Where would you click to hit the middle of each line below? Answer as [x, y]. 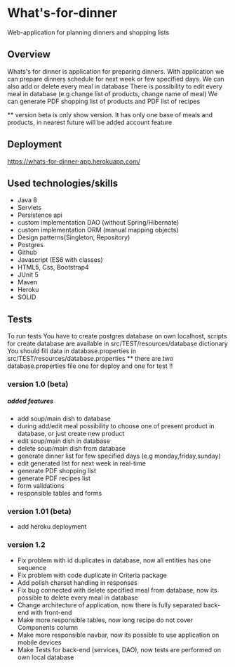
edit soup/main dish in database [64, 441]
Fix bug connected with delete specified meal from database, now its [117, 590]
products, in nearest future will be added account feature [90, 122]
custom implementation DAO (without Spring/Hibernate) [98, 223]
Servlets [29, 208]
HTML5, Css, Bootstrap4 [53, 268]
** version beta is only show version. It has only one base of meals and [110, 114]
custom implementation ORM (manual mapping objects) [98, 230]
